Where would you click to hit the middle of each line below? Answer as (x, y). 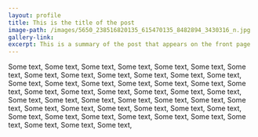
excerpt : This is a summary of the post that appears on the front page (129, 45)
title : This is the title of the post (71, 23)
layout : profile (35, 15)
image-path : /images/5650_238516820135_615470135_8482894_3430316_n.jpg (129, 30)
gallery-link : (31, 37)
